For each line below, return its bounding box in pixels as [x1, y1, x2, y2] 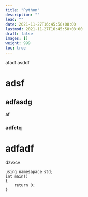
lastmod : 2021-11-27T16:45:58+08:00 [5, 27, 83, 32]
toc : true [5, 45, 26, 51]
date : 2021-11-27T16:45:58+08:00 [5, 21, 76, 27]
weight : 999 [5, 41, 31, 46]
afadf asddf [5, 59, 30, 65]
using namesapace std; [5, 169, 53, 175]
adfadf [5, 142, 34, 154]
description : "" [5, 12, 40, 17]
